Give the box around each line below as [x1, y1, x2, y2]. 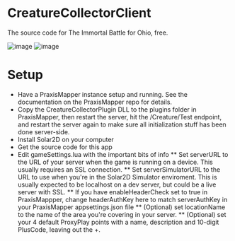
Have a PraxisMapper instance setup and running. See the [17, 90, 188, 98]
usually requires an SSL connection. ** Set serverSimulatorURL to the [17, 165, 221, 174]
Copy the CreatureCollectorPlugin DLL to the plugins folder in [17, 105, 197, 114]
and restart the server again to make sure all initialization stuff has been [17, 120, 227, 129]
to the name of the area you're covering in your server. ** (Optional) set [17, 210, 227, 218]
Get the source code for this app [17, 143, 113, 151]
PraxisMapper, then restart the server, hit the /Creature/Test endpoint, [17, 112, 222, 121]
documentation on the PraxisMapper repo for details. [17, 98, 172, 106]
